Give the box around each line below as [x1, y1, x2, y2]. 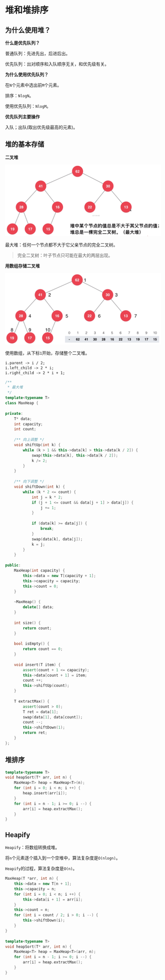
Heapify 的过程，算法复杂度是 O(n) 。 [5, 865, 78, 871]
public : [5, 563, 21, 568]
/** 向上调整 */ [14, 437, 44, 442]
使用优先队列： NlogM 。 [5, 103, 51, 109]
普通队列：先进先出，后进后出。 [5, 51, 70, 56]
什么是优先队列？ [5, 40, 40, 46]
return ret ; [23, 730, 48, 735]
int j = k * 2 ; [31, 495, 63, 500]
